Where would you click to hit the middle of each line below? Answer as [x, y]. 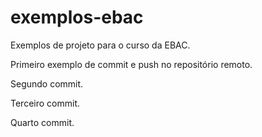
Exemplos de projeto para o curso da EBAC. [100, 45]
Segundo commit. [47, 83]
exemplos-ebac [77, 17]
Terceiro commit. [45, 103]
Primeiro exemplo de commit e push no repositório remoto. [131, 64]
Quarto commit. [42, 122]
